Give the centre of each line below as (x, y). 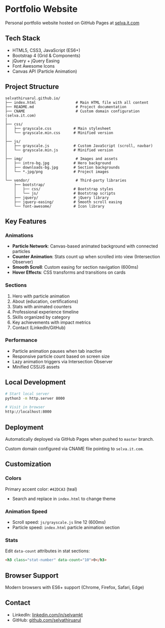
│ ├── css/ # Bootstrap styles (64, 189)
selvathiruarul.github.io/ (33, 98)
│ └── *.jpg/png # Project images (57, 171)
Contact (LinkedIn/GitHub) (39, 328)
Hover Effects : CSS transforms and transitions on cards (69, 272)
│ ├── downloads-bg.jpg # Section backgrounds (63, 167)
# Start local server (27, 394)
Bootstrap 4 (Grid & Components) (46, 55)
